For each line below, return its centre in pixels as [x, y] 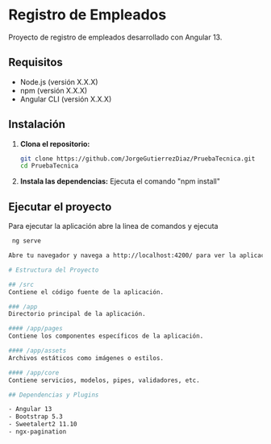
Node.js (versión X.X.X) [59, 81]
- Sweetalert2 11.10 [43, 425]
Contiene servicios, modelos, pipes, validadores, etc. [104, 380]
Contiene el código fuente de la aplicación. [86, 292]
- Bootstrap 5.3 [35, 417]
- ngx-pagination [38, 432]
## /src [21, 284]
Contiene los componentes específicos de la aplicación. [106, 336]
